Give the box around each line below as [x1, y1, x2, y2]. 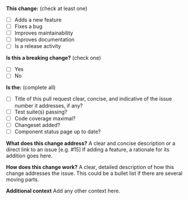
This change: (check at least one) [6, 5, 88, 12]
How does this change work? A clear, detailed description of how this [6, 163, 175, 170]
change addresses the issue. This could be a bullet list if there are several [6, 170, 183, 177]
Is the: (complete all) [6, 84, 56, 91]
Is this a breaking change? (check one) [6, 54, 101, 61]
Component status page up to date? [14, 128, 101, 135]
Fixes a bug [14, 23, 42, 30]
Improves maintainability [14, 29, 73, 37]
